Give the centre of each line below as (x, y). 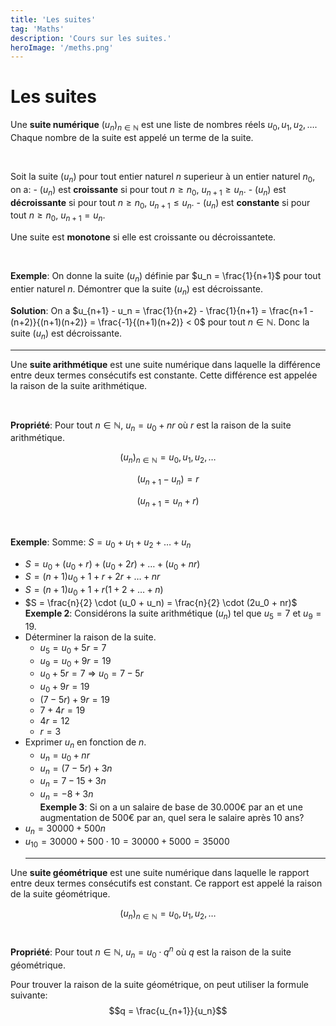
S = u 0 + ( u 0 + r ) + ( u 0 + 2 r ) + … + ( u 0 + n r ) (112, 564)
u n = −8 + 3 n (66, 795)
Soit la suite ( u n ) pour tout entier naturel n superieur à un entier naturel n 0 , (163, 177)
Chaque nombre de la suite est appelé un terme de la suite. (132, 137)
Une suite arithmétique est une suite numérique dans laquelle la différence (165, 364)
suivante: (29, 995)
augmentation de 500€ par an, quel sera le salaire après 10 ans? (172, 817)
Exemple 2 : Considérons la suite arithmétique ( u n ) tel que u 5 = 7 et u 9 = (173, 614)
